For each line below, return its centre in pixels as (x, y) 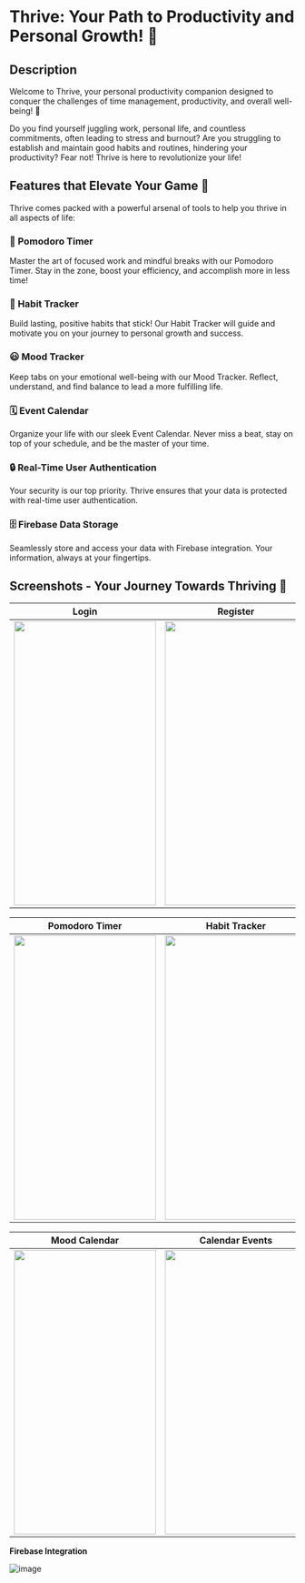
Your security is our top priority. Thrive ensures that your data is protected (148, 491)
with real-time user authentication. (74, 500)
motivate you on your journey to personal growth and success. (126, 333)
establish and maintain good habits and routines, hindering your (128, 148)
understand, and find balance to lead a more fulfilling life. (117, 386)
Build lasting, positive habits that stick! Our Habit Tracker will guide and (142, 324)
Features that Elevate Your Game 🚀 (109, 186)
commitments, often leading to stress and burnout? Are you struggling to (145, 138)
